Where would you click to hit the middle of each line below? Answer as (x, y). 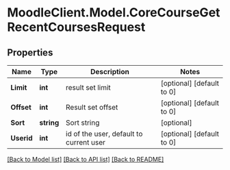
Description (110, 72)
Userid (22, 138)
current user (86, 142)
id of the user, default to (104, 134)
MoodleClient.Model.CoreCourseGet (114, 13)
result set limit (88, 87)
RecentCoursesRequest (76, 27)
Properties (30, 52)
